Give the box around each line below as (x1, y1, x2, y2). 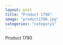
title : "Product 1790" (5, 12, 52, 17)
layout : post (5, 7, 32, 12)
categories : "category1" (5, 21, 57, 26)
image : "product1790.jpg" (5, 16, 59, 21)
